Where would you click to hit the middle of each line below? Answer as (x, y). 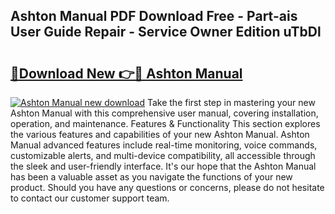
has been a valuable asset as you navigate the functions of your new (151, 177)
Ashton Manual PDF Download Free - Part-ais (154, 16)
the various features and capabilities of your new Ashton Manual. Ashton (160, 134)
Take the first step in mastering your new (231, 102)
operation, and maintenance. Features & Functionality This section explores (165, 123)
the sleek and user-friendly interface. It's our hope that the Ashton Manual (163, 166)
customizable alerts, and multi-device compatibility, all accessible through (163, 155)
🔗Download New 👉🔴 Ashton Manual (126, 73)
